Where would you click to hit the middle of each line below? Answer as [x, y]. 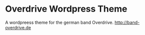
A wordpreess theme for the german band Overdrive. [59, 22]
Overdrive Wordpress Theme [66, 9]
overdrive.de [18, 27]
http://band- [127, 22]
